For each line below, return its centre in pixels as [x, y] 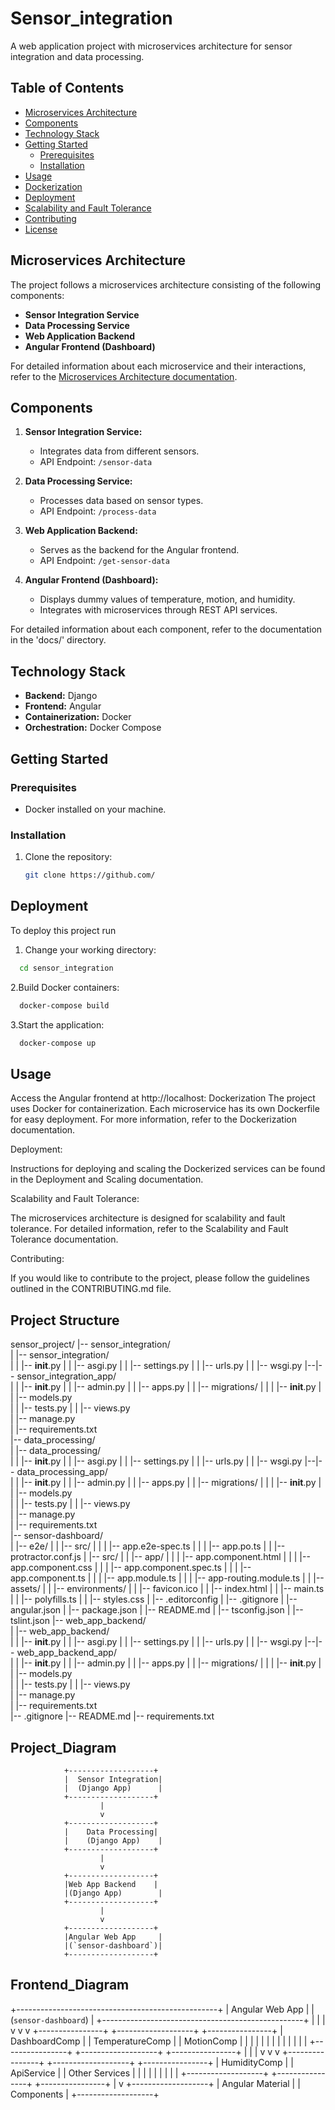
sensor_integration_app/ [66, 1376]
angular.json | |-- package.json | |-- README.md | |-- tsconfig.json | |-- [157, 1610]
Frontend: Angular [63, 706]
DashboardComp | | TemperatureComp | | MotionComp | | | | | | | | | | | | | [159, 2041]
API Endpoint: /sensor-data [96, 462]
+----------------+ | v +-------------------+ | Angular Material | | [167, 2083]
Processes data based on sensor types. [121, 501]
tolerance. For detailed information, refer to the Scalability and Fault [149, 1229]
